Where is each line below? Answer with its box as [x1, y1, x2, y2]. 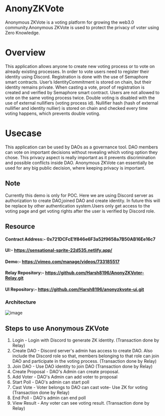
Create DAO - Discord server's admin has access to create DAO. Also [12, 348, 153, 354]
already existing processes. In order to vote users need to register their [5, 69, 149, 74]
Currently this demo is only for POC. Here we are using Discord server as [5, 192, 154, 198]
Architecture [5, 299, 36, 306]
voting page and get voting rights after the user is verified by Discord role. [5, 208, 155, 214]
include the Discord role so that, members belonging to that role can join [12, 353, 159, 359]
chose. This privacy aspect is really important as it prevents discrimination [5, 154, 156, 160]
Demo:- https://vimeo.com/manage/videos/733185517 [5, 258, 120, 264]
